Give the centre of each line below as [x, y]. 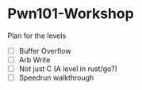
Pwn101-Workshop [71, 14]
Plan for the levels [37, 36]
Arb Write [35, 60]
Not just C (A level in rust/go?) [68, 69]
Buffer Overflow [45, 51]
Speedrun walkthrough [56, 78]
